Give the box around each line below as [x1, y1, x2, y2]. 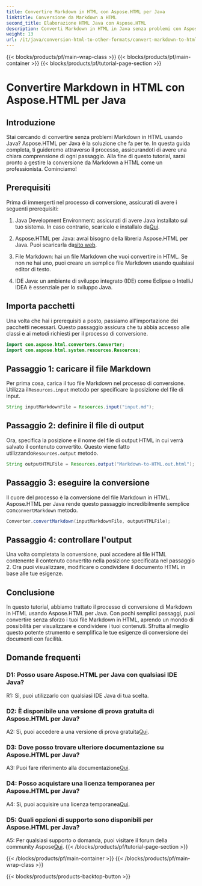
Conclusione [6, 587, 55, 597]
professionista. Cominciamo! [6, 165, 77, 172]
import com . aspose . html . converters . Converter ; [6, 341, 125, 348]
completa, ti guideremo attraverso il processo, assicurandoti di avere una [6, 146, 188, 153]
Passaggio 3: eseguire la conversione [6, 478, 150, 488]
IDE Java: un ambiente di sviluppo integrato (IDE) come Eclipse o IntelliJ [14, 277, 194, 285]
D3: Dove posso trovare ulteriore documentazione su [6, 743, 164, 751]
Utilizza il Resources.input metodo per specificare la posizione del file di [6, 386, 183, 393]
